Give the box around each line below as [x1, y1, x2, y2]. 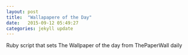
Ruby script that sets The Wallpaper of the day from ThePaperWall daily [6, 42, 183, 49]
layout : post [6, 8, 39, 15]
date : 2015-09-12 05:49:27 [6, 20, 79, 26]
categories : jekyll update [6, 25, 73, 32]
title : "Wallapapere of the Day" [6, 14, 93, 20]
